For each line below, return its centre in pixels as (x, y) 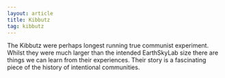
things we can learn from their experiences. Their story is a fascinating (107, 60)
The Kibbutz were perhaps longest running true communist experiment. (108, 46)
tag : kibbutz (26, 26)
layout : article (30, 13)
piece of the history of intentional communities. (74, 67)
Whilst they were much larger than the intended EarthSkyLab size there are (113, 53)
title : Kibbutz (29, 20)
